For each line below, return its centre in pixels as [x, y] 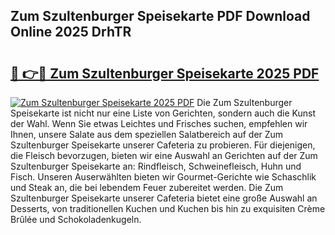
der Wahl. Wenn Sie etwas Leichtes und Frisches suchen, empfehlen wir [159, 123]
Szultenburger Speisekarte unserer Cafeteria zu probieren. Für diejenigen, [163, 145]
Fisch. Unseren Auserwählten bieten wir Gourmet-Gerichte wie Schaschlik [163, 177]
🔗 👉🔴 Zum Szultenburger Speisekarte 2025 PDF [165, 73]
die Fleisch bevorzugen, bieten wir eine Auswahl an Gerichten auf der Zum [164, 155]
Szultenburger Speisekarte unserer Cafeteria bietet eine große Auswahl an [164, 198]
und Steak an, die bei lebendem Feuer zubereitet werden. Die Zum [147, 187]
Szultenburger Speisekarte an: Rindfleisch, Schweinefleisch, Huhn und [156, 166]
